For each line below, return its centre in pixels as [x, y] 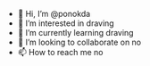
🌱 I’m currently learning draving [75, 33]
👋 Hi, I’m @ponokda [54, 14]
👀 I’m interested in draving [66, 23]
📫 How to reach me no [60, 52]
